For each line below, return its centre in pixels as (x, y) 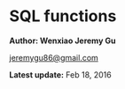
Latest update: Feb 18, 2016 (61, 74)
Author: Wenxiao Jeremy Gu (62, 41)
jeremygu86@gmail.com (54, 57)
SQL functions (63, 16)
